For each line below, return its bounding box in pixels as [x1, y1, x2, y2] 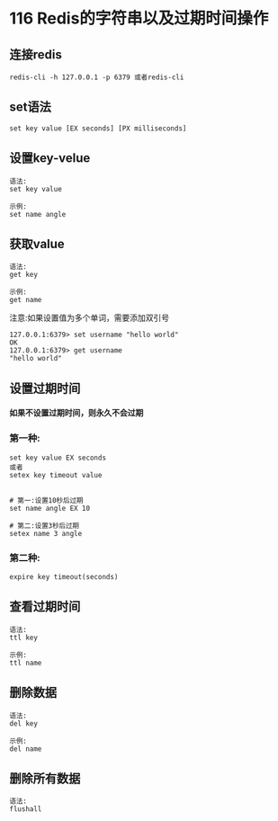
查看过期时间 [9, 599, 81, 614]
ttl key [9, 633, 39, 642]
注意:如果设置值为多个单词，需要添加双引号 [9, 312, 170, 324]
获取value [9, 236, 65, 252]
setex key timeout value [9, 470, 103, 479]
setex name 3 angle [9, 529, 83, 538]
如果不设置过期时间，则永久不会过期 [9, 407, 144, 418]
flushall [9, 805, 42, 814]
